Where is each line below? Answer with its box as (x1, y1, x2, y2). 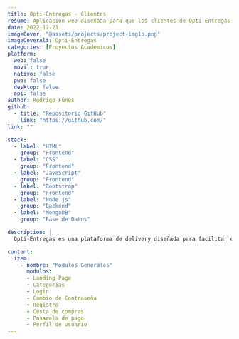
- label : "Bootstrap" (14, 183, 78, 190)
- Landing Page (26, 275, 72, 282)
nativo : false (14, 70, 55, 77)
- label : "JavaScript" (14, 169, 81, 176)
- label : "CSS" (14, 156, 59, 163)
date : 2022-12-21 (7, 24, 59, 31)
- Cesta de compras (26, 308, 84, 315)
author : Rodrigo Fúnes (7, 97, 75, 104)
